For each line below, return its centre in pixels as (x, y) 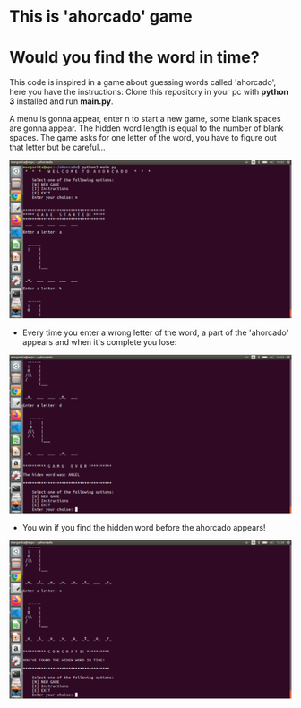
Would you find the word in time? (134, 58)
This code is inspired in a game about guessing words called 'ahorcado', (142, 82)
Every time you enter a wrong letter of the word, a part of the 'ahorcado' (155, 332)
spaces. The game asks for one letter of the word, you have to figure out (143, 138)
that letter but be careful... (57, 147)
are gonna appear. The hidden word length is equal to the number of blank (146, 128)
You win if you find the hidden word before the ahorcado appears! (144, 528)
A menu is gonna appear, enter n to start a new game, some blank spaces (145, 119)
